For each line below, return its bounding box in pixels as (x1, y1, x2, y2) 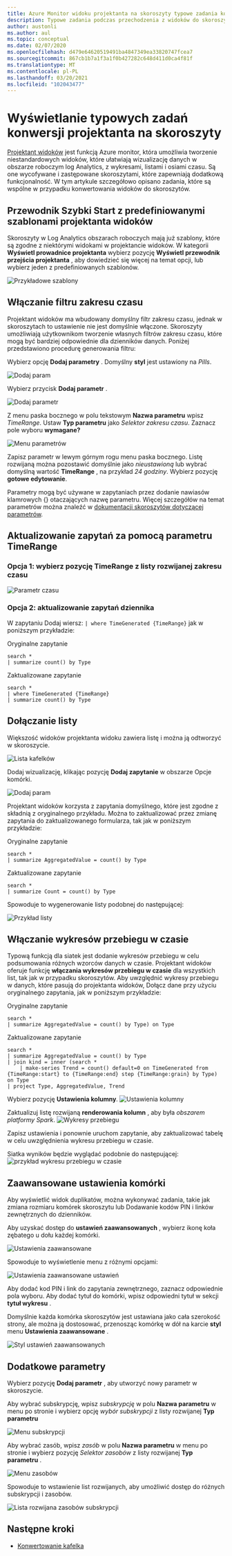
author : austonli (7, 23, 57, 30)
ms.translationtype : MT (7, 61, 76, 68)
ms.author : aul (7, 29, 51, 37)
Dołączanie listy (7, 715, 78, 727)
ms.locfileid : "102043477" (7, 81, 85, 88)
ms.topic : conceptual (7, 36, 70, 43)
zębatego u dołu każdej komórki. (7, 1231, 100, 1240)
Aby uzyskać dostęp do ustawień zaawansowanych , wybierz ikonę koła (7, 1224, 216, 1232)
